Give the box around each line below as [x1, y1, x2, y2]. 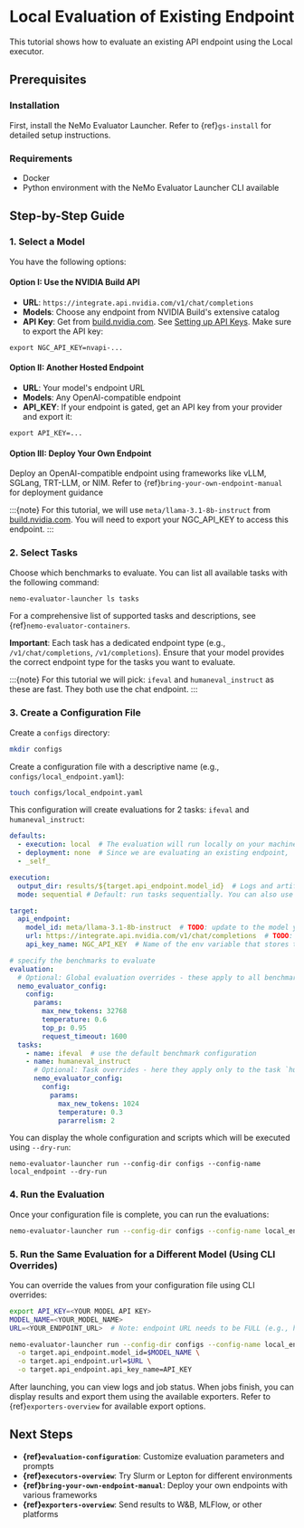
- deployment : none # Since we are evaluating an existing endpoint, [17, 849, 290, 858]
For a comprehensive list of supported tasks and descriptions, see [9, 611, 256, 622]
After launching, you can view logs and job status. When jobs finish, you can [9, 1381, 294, 1392]
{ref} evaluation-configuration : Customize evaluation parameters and [22, 1450, 285, 1462]
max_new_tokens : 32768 [42, 1007, 128, 1016]
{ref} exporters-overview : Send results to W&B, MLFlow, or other [22, 1499, 262, 1510]
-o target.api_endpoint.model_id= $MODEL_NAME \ [17, 1348, 201, 1358]
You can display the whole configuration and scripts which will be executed [9, 1133, 290, 1144]
